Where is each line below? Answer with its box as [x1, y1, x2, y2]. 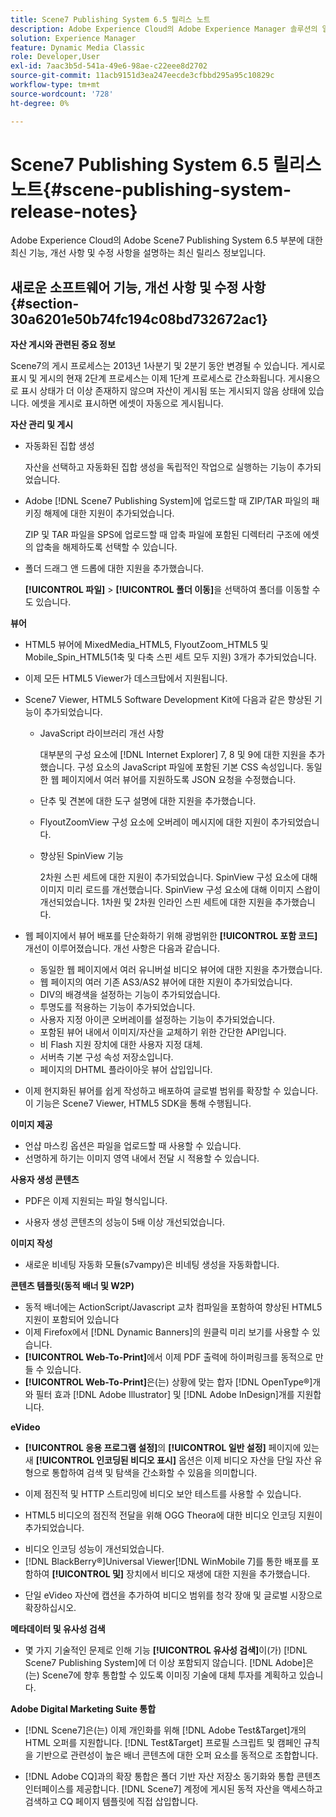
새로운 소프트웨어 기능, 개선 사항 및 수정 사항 [10, 279, 267, 296]
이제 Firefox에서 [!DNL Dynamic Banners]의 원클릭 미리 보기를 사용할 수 [24, 1326, 310, 1338]
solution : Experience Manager [10, 33, 137, 43]
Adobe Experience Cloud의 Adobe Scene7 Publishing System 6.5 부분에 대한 [10, 234, 323, 246]
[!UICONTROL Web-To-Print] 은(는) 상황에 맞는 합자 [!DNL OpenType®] [24, 1376, 313, 1388]
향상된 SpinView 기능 [39, 850, 124, 862]
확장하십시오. [24, 1602, 77, 1614]
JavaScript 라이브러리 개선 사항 [39, 727, 165, 740]
